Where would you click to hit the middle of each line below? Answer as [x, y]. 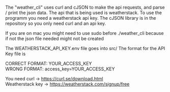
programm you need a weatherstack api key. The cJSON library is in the [81, 18]
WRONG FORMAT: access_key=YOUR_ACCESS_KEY [60, 69]
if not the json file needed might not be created [55, 38]
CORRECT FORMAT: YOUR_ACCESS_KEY [49, 63]
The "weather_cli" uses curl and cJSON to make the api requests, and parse [85, 7]
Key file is [16, 54]
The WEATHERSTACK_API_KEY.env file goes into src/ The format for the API [85, 48]
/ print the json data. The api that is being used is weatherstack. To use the [83, 13]
